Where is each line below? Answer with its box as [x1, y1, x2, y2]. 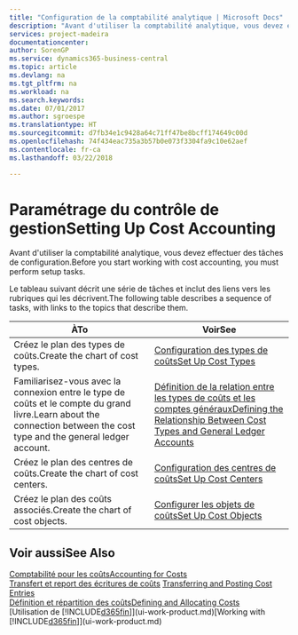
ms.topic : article [9, 63, 77, 72]
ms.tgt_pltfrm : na [9, 79, 77, 88]
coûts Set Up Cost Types [153, 355, 255, 368]
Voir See [202, 323, 237, 336]
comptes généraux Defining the [153, 403, 284, 416]
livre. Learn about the [13, 409, 100, 421]
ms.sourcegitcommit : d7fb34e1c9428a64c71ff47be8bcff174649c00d [9, 129, 248, 138]
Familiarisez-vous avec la [13, 375, 122, 387]
